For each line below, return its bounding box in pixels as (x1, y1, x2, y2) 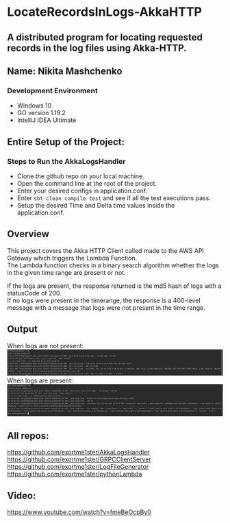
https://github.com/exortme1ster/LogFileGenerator (7, 463, 149, 471)
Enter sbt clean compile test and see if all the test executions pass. (16, 193, 211, 202)
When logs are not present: (7, 341, 84, 350)
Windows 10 (16, 101, 52, 110)
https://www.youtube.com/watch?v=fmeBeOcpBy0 (7, 508, 152, 516)
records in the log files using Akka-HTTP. (7, 42, 187, 53)
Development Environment (7, 86, 98, 95)
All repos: (7, 430, 49, 441)
